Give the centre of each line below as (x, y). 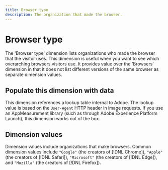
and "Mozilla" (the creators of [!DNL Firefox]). (53, 163)
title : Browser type (27, 10)
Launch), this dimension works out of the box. (53, 119)
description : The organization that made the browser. (64, 15)
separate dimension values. (34, 75)
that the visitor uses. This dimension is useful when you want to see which (82, 59)
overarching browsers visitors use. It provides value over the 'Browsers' (80, 64)
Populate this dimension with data (60, 90)
